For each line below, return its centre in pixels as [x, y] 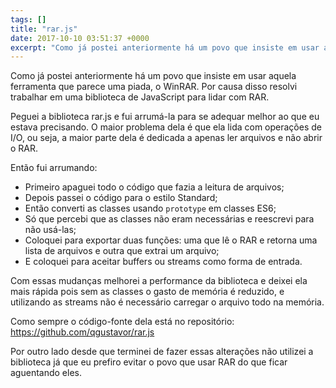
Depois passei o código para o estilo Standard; [121, 198]
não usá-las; [50, 230]
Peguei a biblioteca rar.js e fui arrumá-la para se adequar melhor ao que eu [165, 117]
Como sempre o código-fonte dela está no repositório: [122, 322]
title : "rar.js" [44, 29]
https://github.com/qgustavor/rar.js [82, 332]
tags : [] [28, 19]
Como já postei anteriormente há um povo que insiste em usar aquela [153, 76]
